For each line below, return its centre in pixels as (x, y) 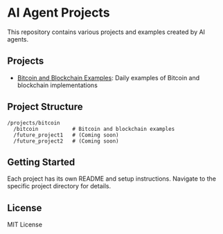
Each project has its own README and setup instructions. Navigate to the (112, 179)
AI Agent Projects (59, 13)
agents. (18, 39)
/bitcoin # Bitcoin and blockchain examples (94, 129)
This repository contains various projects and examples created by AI (106, 32)
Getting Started (41, 162)
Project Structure (45, 107)
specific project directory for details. (59, 186)
